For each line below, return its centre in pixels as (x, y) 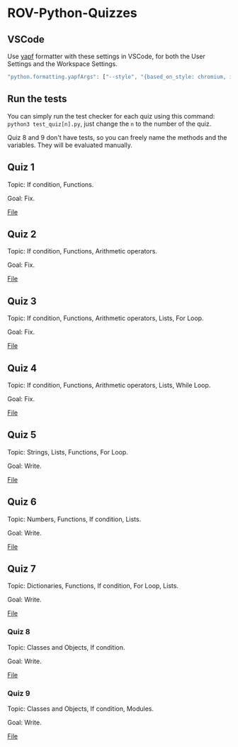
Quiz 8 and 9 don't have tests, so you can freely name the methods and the (117, 137)
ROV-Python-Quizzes (72, 13)
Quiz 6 (22, 502)
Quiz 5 (22, 435)
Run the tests (37, 99)
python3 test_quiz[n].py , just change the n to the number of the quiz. (109, 124)
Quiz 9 (19, 693)
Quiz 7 (22, 568)
